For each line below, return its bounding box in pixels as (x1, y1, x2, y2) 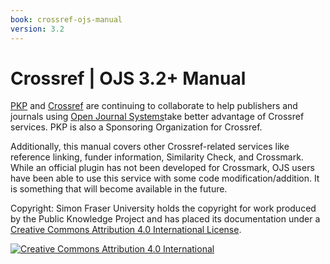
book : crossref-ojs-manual (10, 14, 123, 25)
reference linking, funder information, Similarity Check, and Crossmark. (10, 151, 304, 163)
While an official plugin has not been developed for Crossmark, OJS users (10, 162, 315, 174)
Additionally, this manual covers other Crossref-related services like (10, 141, 290, 153)
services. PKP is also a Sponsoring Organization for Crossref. (10, 121, 263, 133)
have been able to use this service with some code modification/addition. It (10, 172, 320, 185)
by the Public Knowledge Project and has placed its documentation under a (10, 213, 321, 225)
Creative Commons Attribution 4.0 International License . (10, 224, 242, 236)
